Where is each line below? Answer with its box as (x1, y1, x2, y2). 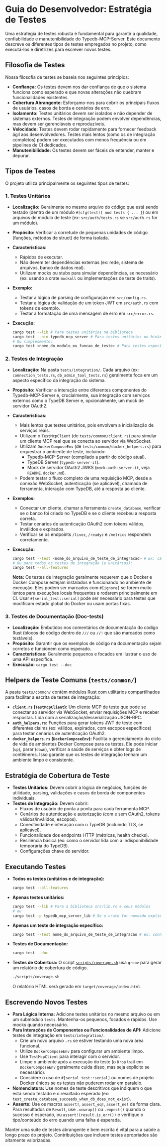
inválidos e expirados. (19, 526, 65, 532)
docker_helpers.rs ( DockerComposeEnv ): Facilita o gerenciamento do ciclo (12, 736, 161, 742)
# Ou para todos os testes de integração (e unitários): (12, 560, 133, 566)
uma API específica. (12, 656, 54, 662)
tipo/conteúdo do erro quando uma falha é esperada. (12, 1117, 121, 1123)
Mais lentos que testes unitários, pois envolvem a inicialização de (19, 422, 154, 428)
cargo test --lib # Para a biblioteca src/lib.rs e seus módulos (12, 904, 151, 909)
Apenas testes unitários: (12, 894, 65, 900)
